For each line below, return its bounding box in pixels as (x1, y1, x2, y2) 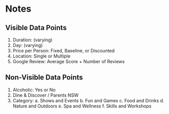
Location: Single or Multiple (12, 53, 70, 59)
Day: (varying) (12, 42, 43, 48)
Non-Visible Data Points (5, 73, 83, 82)
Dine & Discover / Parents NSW (12, 92, 79, 98)
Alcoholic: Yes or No (12, 87, 56, 93)
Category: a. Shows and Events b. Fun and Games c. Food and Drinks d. (12, 97, 164, 103)
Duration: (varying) (12, 37, 53, 43)
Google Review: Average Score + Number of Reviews (12, 59, 125, 64)
